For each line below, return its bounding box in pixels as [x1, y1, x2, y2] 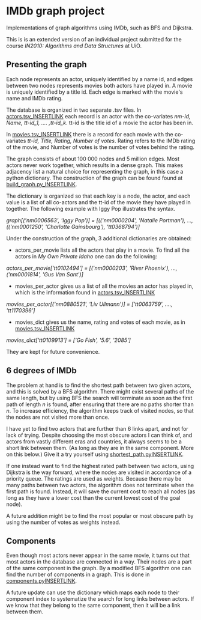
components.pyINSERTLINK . [6, 577, 77, 585]
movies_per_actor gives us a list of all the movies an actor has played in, [14, 282, 194, 290]
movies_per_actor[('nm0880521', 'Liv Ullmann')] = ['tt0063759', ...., [6, 300, 173, 308]
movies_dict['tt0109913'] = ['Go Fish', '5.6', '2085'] [6, 336, 131, 344]
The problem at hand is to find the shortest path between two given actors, [6, 381, 192, 389]
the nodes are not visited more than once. [6, 413, 110, 421]
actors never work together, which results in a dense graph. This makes [6, 161, 184, 169]
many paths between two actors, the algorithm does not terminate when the [6, 481, 194, 488]
